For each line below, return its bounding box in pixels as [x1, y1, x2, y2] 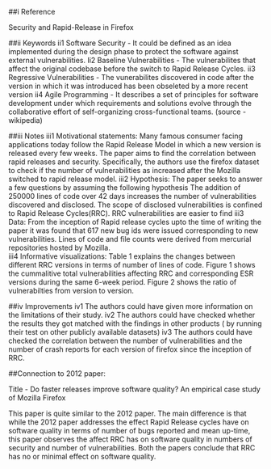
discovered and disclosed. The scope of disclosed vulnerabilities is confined [8, 200, 263, 209]
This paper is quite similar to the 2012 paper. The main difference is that [8, 408, 248, 418]
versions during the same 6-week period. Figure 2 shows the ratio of [8, 277, 237, 286]
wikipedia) [8, 116, 43, 125]
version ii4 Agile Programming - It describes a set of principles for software [8, 90, 259, 99]
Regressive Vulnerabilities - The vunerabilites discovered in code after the [8, 73, 254, 82]
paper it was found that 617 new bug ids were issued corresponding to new [8, 226, 259, 235]
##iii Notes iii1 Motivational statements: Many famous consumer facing [8, 131, 244, 141]
